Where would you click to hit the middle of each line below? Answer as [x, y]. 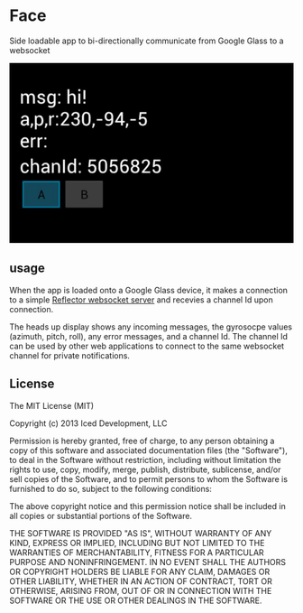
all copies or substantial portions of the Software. [101, 515]
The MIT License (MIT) [52, 405]
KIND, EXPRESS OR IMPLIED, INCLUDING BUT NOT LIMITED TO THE [137, 543]
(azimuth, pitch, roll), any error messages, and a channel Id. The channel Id [149, 336]
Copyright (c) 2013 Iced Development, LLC [88, 423]
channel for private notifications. [70, 355]
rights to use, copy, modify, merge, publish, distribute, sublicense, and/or [145, 469]
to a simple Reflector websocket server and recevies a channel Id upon [141, 300]
